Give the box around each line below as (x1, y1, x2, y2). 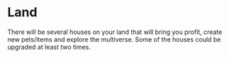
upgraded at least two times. (7, 42, 91, 51)
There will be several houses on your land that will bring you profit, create (7, 28, 223, 36)
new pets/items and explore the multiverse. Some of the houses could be (7, 35, 221, 43)
